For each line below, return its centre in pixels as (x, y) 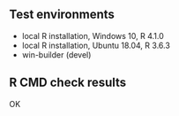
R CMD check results (68, 83)
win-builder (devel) (56, 54)
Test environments (62, 15)
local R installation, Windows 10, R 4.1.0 (93, 35)
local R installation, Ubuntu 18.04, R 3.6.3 (96, 45)
